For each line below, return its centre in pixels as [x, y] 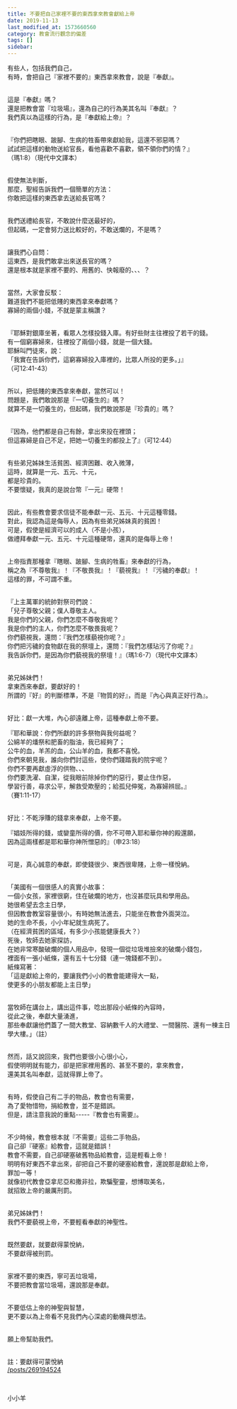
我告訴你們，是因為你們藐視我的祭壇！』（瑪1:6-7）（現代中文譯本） [104, 655]
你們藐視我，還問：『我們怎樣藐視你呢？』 [68, 637]
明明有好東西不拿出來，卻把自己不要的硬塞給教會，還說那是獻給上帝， [110, 1164]
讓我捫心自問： [29, 252]
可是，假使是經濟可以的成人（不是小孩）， [68, 530]
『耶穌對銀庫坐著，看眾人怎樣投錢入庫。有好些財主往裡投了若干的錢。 [110, 333]
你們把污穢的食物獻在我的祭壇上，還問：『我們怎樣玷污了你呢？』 [102, 646]
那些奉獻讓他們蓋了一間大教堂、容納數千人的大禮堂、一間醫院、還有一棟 [112, 1025]
